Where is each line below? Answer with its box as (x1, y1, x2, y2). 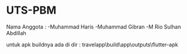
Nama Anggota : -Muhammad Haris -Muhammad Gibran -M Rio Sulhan (6, 23, 182, 30)
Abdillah (6, 29, 27, 36)
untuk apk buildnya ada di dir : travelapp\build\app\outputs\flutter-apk (6, 41, 179, 48)
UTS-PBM (6, 4, 57, 17)
